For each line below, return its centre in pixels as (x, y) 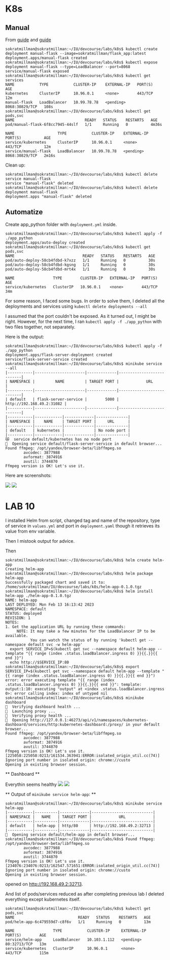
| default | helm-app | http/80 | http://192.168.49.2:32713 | (80, 825)
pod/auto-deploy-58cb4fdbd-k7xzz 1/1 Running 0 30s (80, 260)
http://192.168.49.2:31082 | (36, 404)
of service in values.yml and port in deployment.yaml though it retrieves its (82, 525)
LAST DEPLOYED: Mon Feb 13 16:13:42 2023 (50, 605)
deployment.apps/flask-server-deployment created (59, 355)
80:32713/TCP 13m (26, 944)
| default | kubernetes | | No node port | (68, 430)
